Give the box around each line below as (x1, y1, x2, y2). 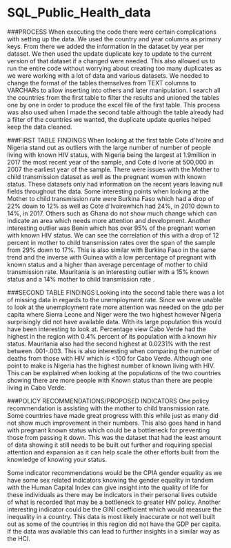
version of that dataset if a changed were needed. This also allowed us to (7, 56, 216, 65)
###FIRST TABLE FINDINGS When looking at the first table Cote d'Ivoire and (7, 136, 224, 144)
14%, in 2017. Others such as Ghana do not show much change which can (7, 209, 217, 218)
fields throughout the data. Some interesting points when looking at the (7, 187, 209, 196)
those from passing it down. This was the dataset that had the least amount (7, 433, 222, 441)
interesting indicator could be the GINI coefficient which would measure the (7, 505, 222, 514)
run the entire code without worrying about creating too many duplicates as (7, 64, 222, 72)
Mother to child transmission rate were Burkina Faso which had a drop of (7, 194, 214, 202)
